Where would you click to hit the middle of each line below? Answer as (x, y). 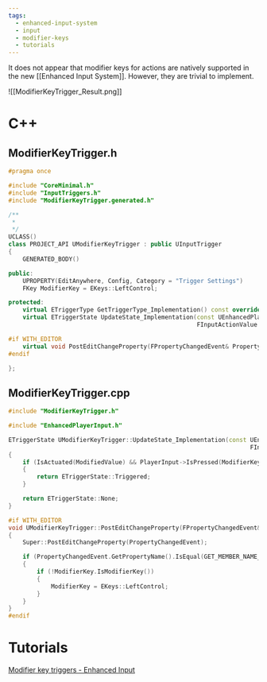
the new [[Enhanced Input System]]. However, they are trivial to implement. (131, 76)
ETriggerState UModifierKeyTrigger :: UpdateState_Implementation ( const (128, 440)
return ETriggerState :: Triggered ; (94, 477)
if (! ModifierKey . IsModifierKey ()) (96, 572)
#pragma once (30, 172)
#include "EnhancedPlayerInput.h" (66, 426)
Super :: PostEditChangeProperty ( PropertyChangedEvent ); (115, 542)
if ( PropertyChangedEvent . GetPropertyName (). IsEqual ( (113, 557)
